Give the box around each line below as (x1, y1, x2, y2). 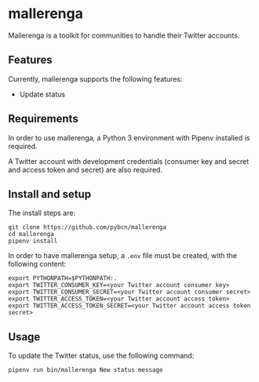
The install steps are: (8, 209, 76, 218)
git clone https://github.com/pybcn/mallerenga (8, 224, 167, 231)
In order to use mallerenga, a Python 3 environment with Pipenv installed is (8, 133, 250, 142)
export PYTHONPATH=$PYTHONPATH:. (8, 275, 118, 282)
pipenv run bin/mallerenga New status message (8, 366, 163, 374)
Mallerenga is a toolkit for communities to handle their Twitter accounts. (8, 31, 240, 40)
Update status (19, 89, 65, 99)
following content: (8, 260, 67, 269)
